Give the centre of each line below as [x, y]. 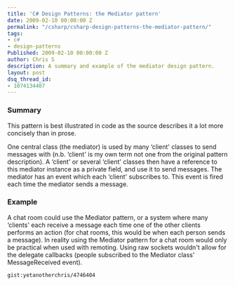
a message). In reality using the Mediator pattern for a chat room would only [117, 240]
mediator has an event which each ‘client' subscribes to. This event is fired [115, 176]
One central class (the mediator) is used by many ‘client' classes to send [112, 147]
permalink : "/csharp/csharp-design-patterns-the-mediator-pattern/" [109, 27]
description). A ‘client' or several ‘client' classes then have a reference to [112, 162]
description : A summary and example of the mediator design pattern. [111, 66]
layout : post [26, 72]
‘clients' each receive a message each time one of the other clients [104, 225]
